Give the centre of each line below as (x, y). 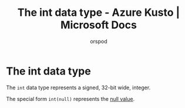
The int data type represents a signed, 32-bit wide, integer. (78, 87)
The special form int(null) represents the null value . (70, 99)
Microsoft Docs (99, 25)
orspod (99, 41)
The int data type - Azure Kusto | (99, 13)
